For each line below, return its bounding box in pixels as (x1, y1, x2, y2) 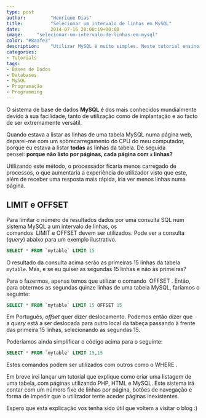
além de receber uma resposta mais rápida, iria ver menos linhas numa (6, 175, 186, 183)
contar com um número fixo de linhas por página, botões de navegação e (6, 386, 192, 393)
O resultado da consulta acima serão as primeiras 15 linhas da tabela (6, 259, 180, 266)
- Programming (6, 89, 43, 95)
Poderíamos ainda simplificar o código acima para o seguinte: (6, 338, 163, 345)
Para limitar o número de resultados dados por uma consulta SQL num (6, 216, 184, 223)
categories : (6, 49, 37, 55)
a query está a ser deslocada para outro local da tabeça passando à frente (6, 320, 196, 327)
